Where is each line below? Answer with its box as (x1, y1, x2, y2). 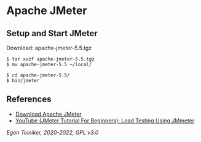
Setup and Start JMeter (6, 28, 98, 39)
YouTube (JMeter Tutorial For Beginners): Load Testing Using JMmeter (15, 117, 195, 124)
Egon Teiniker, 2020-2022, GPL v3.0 (6, 129, 99, 136)
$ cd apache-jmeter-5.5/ (6, 72, 70, 78)
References (6, 94, 52, 105)
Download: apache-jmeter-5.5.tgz (6, 44, 92, 51)
